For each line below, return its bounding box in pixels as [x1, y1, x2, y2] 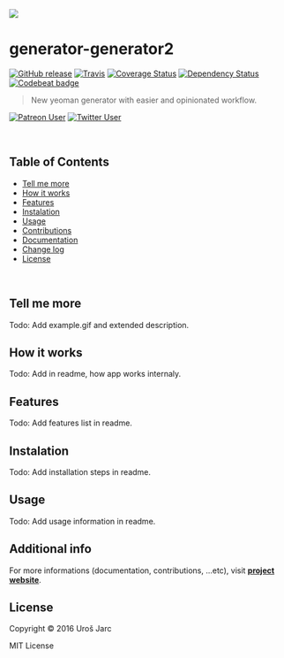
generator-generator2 [9, 39, 175, 59]
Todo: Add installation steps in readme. [9, 467, 152, 477]
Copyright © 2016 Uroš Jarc [9, 624, 112, 634]
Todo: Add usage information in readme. [9, 516, 156, 526]
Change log [21, 243, 64, 255]
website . [9, 574, 41, 585]
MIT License [9, 640, 55, 651]
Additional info [9, 541, 93, 556]
